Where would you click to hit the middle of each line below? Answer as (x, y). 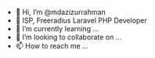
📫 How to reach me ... (52, 46)
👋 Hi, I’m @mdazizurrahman (60, 12)
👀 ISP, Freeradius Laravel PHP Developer (81, 20)
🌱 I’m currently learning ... (57, 29)
